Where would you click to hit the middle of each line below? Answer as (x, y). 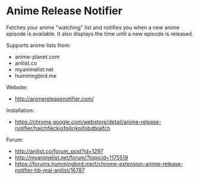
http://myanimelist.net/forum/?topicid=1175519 (71, 157)
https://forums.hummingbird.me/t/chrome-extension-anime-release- (99, 164)
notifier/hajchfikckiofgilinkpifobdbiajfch (63, 128)
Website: (17, 87)
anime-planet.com (37, 56)
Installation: (20, 110)
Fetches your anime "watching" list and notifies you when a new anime (93, 27)
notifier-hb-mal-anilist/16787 (50, 170)
